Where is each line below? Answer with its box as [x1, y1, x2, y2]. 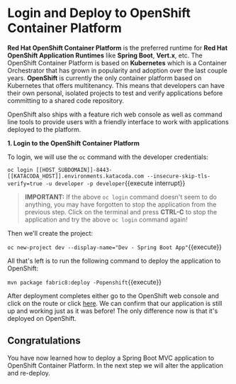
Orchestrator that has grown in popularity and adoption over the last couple [7, 66, 228, 75]
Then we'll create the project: [7, 229, 94, 237]
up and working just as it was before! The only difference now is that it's [7, 307, 218, 315]
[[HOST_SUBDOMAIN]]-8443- [35, 166, 113, 173]
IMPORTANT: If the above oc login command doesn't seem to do [24, 192, 218, 201]
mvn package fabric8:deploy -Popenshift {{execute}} [7, 278, 162, 286]
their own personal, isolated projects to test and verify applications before [7, 89, 223, 97]
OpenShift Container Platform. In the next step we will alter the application [7, 361, 223, 370]
